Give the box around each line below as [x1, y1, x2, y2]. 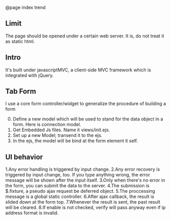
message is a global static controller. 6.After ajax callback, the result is [5, 193, 155, 199]
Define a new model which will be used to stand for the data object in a [12, 116, 163, 122]
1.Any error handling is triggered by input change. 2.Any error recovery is [5, 166, 160, 172]
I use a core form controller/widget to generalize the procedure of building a [5, 101, 166, 107]
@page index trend [5, 5, 46, 10]
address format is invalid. [5, 210, 59, 216]
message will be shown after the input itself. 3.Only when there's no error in [5, 177, 165, 184]
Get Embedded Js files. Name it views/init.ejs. [12, 127, 110, 133]
